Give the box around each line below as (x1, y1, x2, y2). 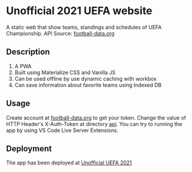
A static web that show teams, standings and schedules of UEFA (6, 24, 162, 31)
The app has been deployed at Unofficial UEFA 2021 (6, 159, 132, 166)
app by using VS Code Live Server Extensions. (6, 127, 119, 134)
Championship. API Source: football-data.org (6, 29, 114, 37)
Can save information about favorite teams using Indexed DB (14, 81, 162, 88)
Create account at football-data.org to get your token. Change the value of (6, 114, 186, 121)
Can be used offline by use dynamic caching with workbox (14, 75, 157, 82)
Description (6, 47, 50, 57)
